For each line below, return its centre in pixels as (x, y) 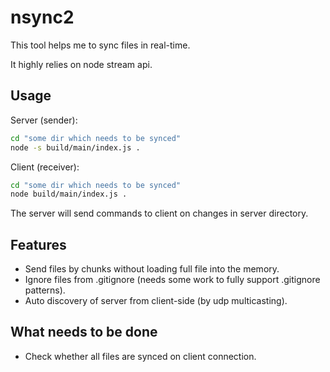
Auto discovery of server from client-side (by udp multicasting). (156, 301)
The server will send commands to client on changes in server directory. (159, 213)
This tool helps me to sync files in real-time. (100, 45)
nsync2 (42, 17)
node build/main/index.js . (69, 194)
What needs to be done (84, 332)
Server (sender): (44, 120)
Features (38, 244)
